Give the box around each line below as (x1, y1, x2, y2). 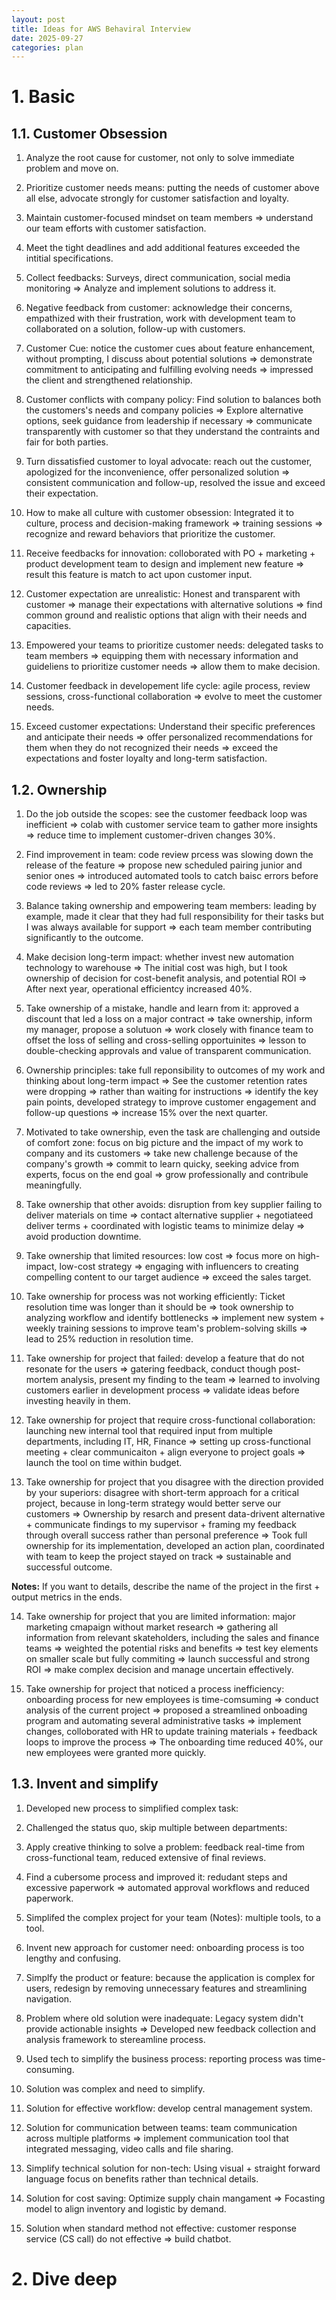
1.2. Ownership (11, 781, 108, 798)
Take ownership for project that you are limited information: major (25, 1611, 296, 1623)
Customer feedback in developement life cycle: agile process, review (25, 680, 311, 692)
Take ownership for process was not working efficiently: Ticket (25, 1291, 286, 1303)
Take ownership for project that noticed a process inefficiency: (25, 1683, 285, 1695)
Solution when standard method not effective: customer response (25, 2222, 297, 2234)
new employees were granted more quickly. (25, 1747, 207, 1759)
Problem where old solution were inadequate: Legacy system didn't (25, 2012, 304, 2024)
